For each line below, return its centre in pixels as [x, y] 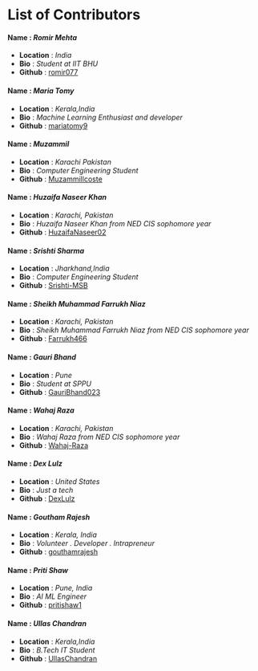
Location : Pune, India [56, 588]
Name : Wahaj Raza [41, 410]
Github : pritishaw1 [50, 605]
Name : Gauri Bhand [42, 357]
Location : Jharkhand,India [64, 268]
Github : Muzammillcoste [61, 179]
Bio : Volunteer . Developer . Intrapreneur [87, 543]
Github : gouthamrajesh [58, 552]
